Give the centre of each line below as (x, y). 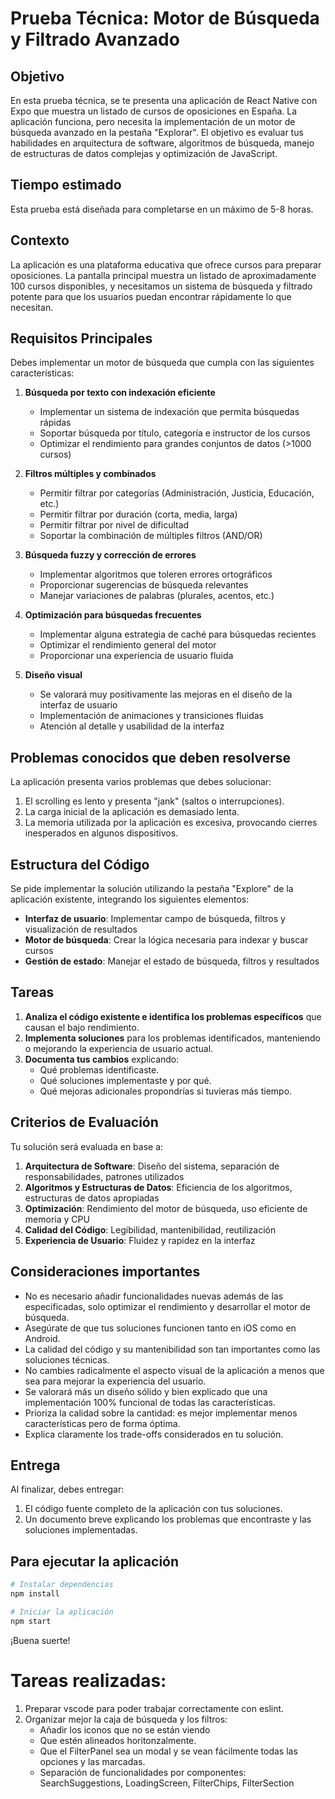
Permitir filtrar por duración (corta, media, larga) (138, 514)
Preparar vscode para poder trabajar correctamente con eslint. (154, 1708)
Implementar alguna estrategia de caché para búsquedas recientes (178, 634)
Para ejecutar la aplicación (95, 1561)
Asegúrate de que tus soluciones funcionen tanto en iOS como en (160, 1328)
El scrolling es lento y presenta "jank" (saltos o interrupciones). (154, 801)
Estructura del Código (80, 864)
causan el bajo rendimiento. (82, 1027)
